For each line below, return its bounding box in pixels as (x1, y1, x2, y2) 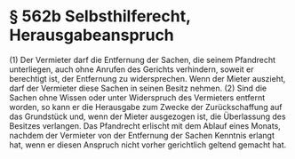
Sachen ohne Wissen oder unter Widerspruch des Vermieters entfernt (9, 91, 266, 103)
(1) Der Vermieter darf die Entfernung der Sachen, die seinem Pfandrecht (9, 54, 276, 65)
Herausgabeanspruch (9, 25, 175, 45)
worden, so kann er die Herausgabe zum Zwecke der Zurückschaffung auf (9, 101, 283, 112)
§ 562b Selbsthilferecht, (9, 6, 191, 27)
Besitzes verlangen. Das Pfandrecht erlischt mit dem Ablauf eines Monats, (9, 120, 282, 131)
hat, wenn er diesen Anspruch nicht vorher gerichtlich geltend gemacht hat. (9, 139, 287, 150)
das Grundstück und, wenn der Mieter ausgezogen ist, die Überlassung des (9, 111, 286, 122)
